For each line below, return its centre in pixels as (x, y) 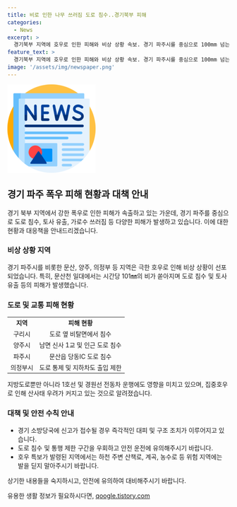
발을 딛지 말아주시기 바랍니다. (58, 465)
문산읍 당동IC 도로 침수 (80, 356)
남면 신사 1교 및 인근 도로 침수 (80, 345)
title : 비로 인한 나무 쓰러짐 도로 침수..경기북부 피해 (77, 15)
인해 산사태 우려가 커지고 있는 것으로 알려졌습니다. (83, 393)
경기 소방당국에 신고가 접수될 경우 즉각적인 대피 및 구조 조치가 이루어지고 (117, 430)
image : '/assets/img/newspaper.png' (61, 67)
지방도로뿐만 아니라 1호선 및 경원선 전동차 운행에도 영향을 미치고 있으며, (105, 385)
